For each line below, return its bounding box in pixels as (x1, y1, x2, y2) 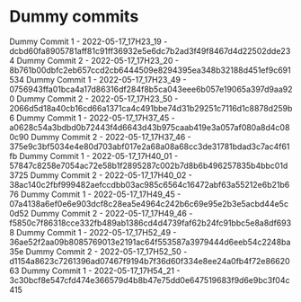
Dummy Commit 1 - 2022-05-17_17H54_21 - (21, 265, 181, 276)
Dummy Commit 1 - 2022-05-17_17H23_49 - (25, 74, 187, 84)
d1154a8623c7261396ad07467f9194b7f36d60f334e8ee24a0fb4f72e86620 (9, 255, 290, 266)
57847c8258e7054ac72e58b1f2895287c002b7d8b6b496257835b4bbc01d (9, 160, 288, 171)
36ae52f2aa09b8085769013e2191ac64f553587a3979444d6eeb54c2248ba (9, 236, 291, 247)
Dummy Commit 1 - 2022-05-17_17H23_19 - (9, 36, 168, 47)
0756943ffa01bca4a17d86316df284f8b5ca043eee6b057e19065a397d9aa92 (9, 84, 293, 94)
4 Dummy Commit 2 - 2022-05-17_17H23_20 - (9, 55, 180, 66)
